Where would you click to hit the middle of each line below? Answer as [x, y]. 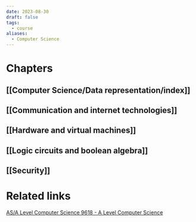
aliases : [17, 34]
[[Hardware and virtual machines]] [71, 131]
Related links [38, 196]
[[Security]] [28, 171]
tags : [13, 22]
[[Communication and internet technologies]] [92, 110]
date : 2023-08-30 [28, 12]
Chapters [30, 68]
